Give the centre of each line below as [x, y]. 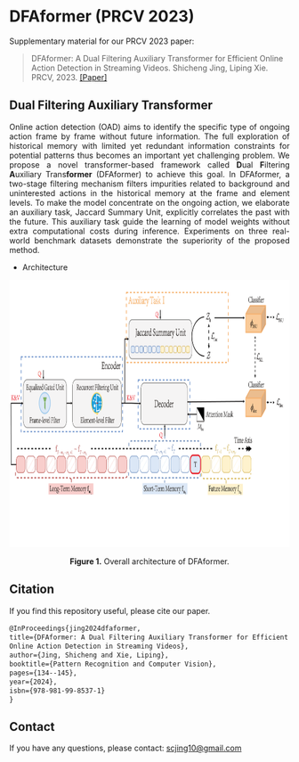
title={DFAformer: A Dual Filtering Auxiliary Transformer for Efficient [149, 637]
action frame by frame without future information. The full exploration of [149, 136]
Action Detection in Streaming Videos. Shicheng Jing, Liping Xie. [149, 68]
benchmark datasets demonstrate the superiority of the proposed [162, 240]
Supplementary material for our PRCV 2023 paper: [102, 41]
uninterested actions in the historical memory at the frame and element [149, 193]
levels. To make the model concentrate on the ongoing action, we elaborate [149, 202]
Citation [32, 590]
